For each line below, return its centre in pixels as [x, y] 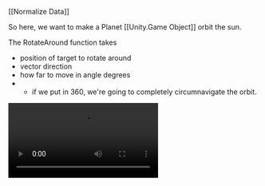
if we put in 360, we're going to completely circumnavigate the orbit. [144, 92]
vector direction [46, 66]
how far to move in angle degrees [75, 75]
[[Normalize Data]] [39, 12]
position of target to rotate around [75, 58]
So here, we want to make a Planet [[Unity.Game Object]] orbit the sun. [125, 27]
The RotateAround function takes [63, 42]
